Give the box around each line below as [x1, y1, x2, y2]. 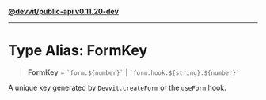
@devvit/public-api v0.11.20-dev [8, 7, 119, 16]
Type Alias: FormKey [8, 42, 148, 60]
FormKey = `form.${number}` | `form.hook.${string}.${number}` [27, 67, 240, 77]
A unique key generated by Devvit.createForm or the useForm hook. [8, 83, 227, 92]
